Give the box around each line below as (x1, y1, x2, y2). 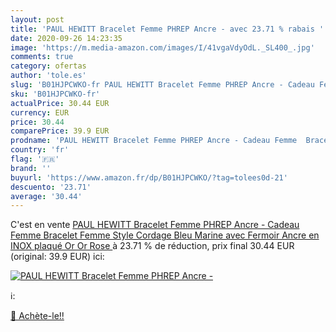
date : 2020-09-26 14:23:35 (10, 33, 123, 43)
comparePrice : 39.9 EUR (10, 126, 110, 136)
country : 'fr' (10, 145, 70, 155)
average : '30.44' (10, 191, 83, 201)
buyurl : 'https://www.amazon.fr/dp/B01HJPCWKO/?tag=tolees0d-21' (10, 172, 288, 183)
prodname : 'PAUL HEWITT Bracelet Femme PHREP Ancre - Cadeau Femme (10, 136, 298, 146)
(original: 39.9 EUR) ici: (10, 251, 105, 263)
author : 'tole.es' (10, 71, 87, 81)
